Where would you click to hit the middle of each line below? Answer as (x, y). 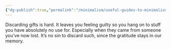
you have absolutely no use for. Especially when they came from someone (83, 30)
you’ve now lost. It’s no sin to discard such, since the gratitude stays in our (83, 35)
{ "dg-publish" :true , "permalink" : (41, 10)
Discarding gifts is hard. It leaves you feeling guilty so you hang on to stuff (83, 24)
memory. (15, 41)
